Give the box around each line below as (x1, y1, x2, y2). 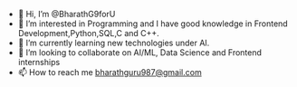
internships (17, 57, 61, 67)
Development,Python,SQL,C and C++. (17, 28, 160, 38)
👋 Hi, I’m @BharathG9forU (17, 9, 116, 19)
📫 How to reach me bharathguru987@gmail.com (17, 67, 202, 77)
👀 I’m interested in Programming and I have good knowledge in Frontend (17, 18, 288, 29)
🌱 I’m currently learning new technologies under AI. (17, 37, 210, 48)
